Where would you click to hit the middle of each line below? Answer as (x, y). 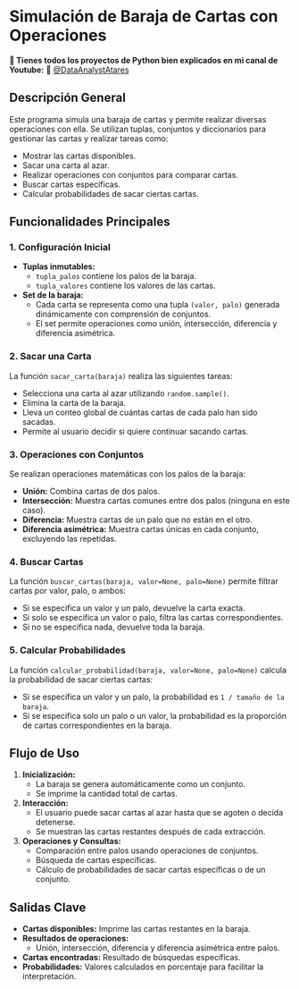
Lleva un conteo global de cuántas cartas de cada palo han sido (140, 412)
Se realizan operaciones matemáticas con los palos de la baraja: (128, 474)
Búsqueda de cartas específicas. (96, 860)
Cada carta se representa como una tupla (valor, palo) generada (158, 305)
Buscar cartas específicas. (71, 184)
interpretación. (49, 976)
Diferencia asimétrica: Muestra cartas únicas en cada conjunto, (140, 529)
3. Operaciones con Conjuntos (77, 454)
